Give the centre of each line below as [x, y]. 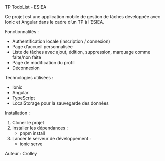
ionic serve [31, 144]
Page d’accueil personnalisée [43, 47]
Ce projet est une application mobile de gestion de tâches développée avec [83, 17]
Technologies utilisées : [29, 78]
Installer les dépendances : [40, 128]
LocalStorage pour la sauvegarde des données [60, 103]
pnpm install [32, 133]
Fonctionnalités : [22, 32]
